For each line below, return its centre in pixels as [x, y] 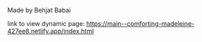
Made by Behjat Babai [39, 10]
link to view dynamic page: [46, 23]
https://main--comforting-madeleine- [140, 23]
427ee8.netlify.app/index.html [51, 31]
